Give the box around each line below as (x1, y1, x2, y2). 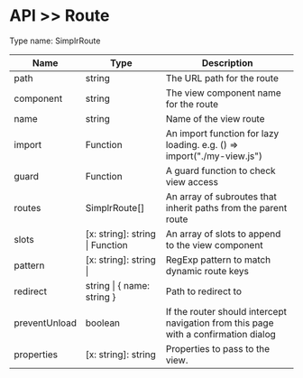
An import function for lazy (165, 127, 280, 140)
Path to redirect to (165, 285, 242, 298)
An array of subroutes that (165, 190, 277, 203)
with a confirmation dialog (165, 327, 277, 340)
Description (201, 56, 253, 69)
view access (165, 175, 219, 188)
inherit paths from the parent (165, 201, 288, 214)
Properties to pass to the (165, 342, 271, 355)
